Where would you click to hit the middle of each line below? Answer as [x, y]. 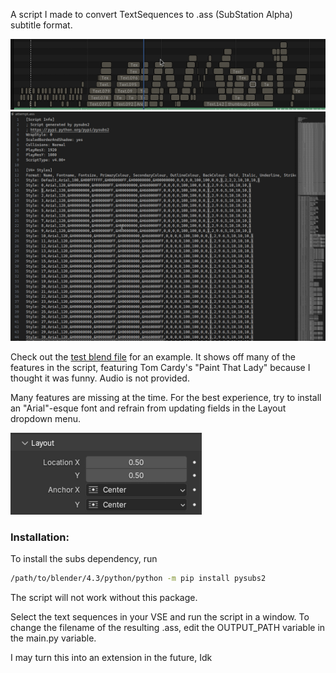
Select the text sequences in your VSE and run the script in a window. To [160, 616]
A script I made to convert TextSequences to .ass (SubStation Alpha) [151, 14]
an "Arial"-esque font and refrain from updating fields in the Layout [148, 408]
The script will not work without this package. [104, 597]
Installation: [40, 537]
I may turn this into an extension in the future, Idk [111, 657]
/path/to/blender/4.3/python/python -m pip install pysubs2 [138, 578]
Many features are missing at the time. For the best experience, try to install [166, 397]
